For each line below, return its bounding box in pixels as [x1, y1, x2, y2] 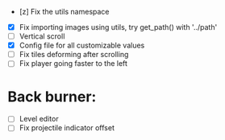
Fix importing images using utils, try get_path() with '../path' [19, 23, 218, 31]
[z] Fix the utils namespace [19, 7, 110, 16]
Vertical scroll [19, 31, 65, 41]
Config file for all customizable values [19, 40, 145, 51]
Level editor [19, 114, 59, 124]
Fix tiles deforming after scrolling [19, 50, 129, 60]
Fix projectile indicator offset [19, 123, 115, 133]
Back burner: [7, 88, 97, 105]
